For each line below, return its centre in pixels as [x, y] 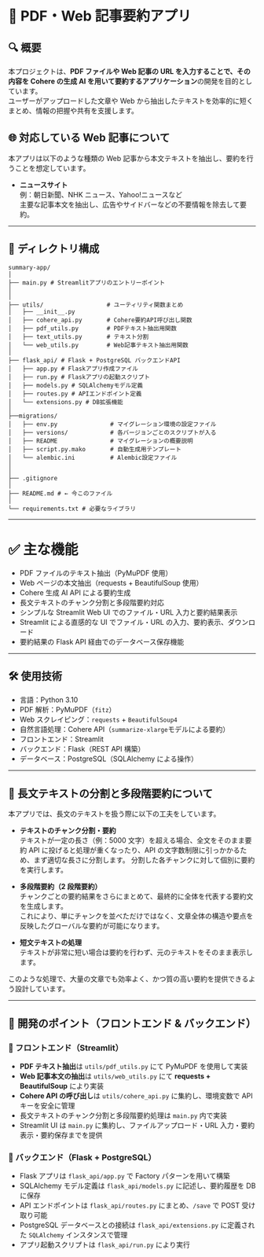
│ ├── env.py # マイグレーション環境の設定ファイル [112, 424]
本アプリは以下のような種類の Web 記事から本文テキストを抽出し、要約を [128, 158]
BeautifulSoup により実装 [62, 1086]
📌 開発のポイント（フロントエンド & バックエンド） [132, 1023]
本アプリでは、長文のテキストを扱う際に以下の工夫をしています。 [114, 814]
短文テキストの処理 [51, 943]
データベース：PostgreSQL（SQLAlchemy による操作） [109, 759]
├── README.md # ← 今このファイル [60, 493]
